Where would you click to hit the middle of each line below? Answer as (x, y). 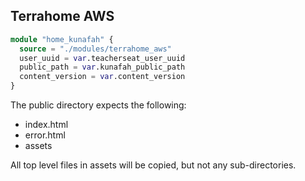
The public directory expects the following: (98, 105)
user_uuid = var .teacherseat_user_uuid (102, 58)
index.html (46, 125)
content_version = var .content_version (102, 77)
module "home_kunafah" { (62, 39)
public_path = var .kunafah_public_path (102, 67)
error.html (45, 135)
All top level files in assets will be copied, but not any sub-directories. (153, 165)
